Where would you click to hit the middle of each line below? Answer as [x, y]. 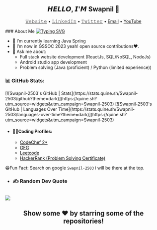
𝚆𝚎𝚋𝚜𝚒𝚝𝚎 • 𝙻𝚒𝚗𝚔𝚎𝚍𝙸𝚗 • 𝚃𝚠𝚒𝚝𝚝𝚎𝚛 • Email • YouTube [83, 21]
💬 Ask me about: [29, 51]
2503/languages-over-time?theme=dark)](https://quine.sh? [66, 115]
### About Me [20, 31]
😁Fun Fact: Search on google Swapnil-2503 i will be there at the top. [75, 168]
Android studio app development [53, 62]
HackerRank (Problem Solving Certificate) [63, 158]
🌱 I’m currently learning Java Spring [49, 41]
